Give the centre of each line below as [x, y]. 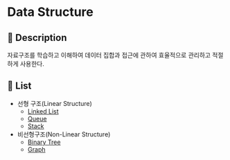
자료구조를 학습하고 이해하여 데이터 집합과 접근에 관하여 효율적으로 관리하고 [109, 55]
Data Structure [50, 12]
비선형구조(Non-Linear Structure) [64, 134]
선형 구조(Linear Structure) [54, 103]
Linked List [43, 111]
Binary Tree [44, 142]
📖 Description [37, 38]
